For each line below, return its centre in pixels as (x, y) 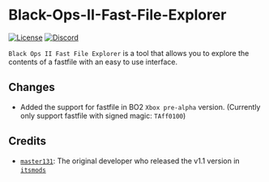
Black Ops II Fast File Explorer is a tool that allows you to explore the (129, 53)
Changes (32, 87)
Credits (28, 141)
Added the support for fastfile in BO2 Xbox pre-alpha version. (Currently (140, 106)
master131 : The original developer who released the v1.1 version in (130, 161)
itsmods (33, 170)
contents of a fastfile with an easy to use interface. (93, 62)
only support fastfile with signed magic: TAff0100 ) (103, 115)
